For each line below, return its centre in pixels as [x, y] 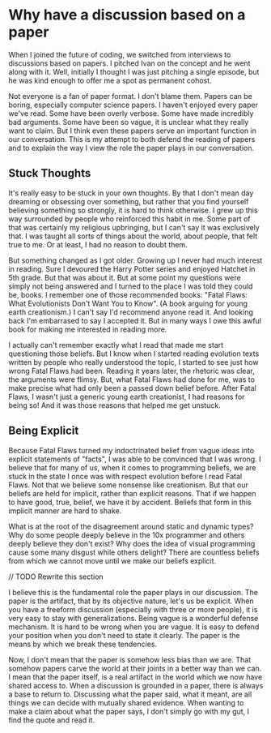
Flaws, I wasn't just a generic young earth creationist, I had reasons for [127, 397]
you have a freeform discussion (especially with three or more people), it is [133, 609]
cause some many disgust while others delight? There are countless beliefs [134, 552]
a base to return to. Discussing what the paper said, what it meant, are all [130, 694]
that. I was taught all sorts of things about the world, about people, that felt [133, 236]
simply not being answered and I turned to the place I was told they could [131, 286]
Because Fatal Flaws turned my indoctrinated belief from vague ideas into [131, 450]
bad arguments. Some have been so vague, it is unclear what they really [129, 122]
